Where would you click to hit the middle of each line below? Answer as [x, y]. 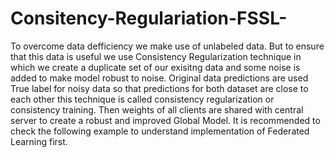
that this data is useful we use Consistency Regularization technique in [156, 56]
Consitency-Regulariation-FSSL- [149, 18]
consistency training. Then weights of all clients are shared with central [157, 109]
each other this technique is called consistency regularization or [142, 99]
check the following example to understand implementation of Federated [160, 131]
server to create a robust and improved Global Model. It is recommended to [165, 120]
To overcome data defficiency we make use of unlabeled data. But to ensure [167, 46]
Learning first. [39, 141]
